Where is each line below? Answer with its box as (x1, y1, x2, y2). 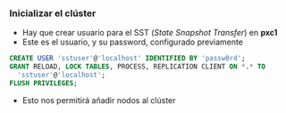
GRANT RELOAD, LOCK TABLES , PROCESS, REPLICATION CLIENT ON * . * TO (9, 62, 266, 71)
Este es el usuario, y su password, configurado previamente (21, 36, 244, 47)
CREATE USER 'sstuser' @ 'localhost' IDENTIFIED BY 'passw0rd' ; (9, 54, 246, 63)
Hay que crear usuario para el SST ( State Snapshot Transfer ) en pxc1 (21, 28, 278, 38)
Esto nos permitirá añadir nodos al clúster (21, 94, 176, 105)
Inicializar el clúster (9, 7, 97, 20)
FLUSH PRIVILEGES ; (9, 78, 78, 87)
